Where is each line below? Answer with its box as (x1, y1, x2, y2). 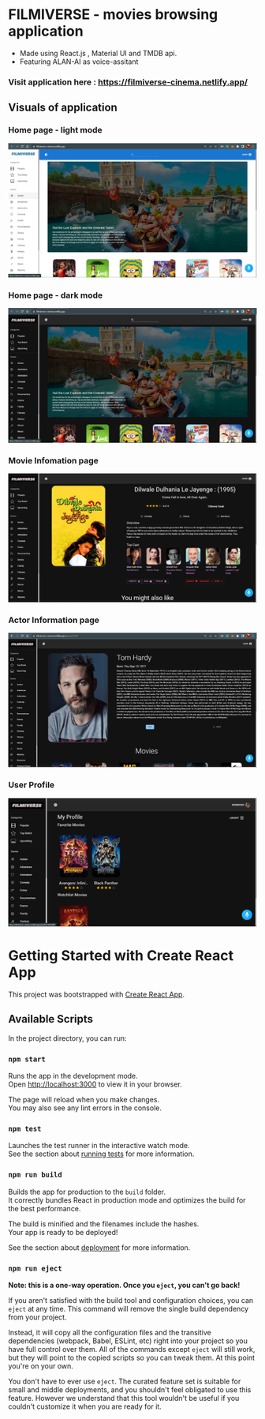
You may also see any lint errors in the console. (8, 1103, 162, 1113)
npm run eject (8, 1263, 62, 1273)
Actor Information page (8, 614, 100, 625)
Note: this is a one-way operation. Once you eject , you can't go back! (8, 1280, 241, 1289)
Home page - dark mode (8, 290, 103, 301)
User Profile (8, 779, 55, 790)
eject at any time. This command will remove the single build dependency (8, 1304, 249, 1313)
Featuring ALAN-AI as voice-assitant (19, 57, 139, 66)
